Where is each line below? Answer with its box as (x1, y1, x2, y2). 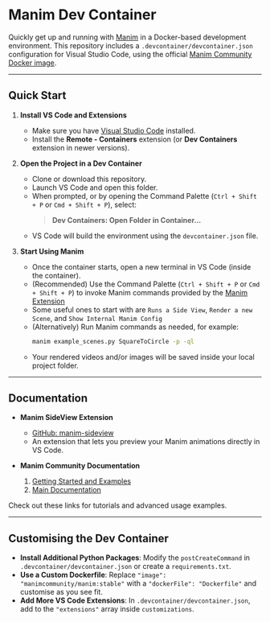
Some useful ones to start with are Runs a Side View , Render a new (31, 304, 253, 315)
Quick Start (8, 89, 67, 102)
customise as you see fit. (19, 587, 103, 597)
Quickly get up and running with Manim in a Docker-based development (8, 32, 247, 42)
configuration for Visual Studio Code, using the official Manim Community (8, 49, 252, 59)
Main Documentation (31, 485, 102, 495)
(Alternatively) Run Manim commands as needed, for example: (31, 322, 239, 332)
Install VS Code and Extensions (19, 110, 127, 120)
